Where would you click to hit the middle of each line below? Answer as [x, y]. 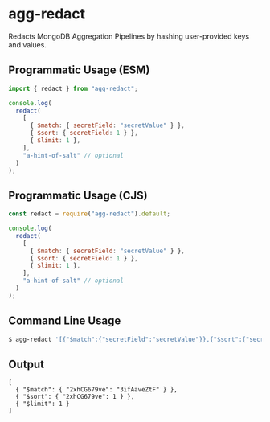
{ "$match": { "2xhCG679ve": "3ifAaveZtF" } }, [97, 390]
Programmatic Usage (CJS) [78, 195]
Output [26, 364]
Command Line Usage [65, 321]
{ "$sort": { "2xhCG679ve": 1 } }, [75, 397]
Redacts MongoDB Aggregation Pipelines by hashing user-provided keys [129, 36]
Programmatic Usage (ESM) [79, 70]
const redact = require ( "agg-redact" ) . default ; [90, 214]
